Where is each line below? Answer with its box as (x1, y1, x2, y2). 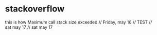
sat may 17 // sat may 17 (5, 24, 53, 30)
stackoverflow (5, 3, 65, 14)
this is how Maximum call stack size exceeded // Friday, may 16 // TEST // (5, 19, 152, 25)
